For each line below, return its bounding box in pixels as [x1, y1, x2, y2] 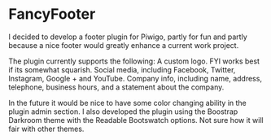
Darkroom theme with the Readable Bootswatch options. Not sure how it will [8, 115, 264, 125]
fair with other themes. [8, 124, 85, 133]
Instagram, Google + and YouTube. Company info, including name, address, [8, 73, 263, 83]
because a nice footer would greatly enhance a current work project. [8, 40, 239, 50]
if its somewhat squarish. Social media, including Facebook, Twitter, [8, 64, 236, 74]
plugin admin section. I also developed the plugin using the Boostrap [8, 107, 238, 116]
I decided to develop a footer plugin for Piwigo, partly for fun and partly [8, 32, 248, 42]
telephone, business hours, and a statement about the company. [8, 82, 225, 92]
